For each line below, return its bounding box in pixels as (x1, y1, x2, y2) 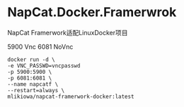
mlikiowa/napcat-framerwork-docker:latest (7, 93, 134, 100)
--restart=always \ (7, 87, 65, 94)
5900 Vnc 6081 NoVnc (7, 42, 74, 51)
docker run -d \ (7, 56, 55, 63)
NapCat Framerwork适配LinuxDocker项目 (7, 28, 128, 37)
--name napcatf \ (7, 80, 59, 88)
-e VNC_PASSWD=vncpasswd (7, 62, 81, 69)
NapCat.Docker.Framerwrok (7, 4, 177, 20)
